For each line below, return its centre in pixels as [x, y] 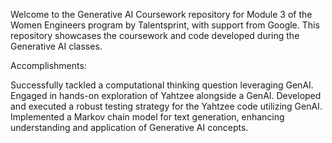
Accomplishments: [48, 65]
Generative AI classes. [56, 46]
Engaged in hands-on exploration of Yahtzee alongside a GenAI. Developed [166, 95]
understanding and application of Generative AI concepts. [129, 127]
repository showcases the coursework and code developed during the [155, 35]
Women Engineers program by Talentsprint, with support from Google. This [165, 25]
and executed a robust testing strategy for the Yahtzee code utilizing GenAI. [166, 106]
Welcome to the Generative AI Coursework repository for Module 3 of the [161, 14]
